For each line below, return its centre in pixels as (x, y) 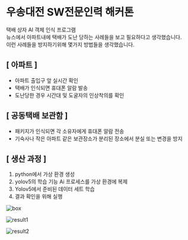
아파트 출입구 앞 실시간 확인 (47, 80)
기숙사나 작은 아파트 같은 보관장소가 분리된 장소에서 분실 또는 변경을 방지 (98, 138)
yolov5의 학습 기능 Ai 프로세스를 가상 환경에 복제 (71, 182)
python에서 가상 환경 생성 (45, 174)
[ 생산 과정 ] (26, 159)
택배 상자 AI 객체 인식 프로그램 (41, 30)
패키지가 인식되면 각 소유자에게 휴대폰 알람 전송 (69, 131)
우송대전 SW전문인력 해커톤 (70, 12)
